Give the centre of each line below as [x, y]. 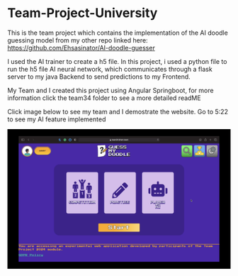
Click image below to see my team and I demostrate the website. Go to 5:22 [118, 111]
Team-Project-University [83, 13]
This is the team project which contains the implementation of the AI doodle [118, 33]
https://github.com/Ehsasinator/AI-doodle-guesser [81, 48]
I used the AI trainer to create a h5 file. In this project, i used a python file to [117, 61]
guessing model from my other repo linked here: [78, 40]
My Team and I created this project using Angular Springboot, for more [110, 90]
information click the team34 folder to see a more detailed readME [104, 98]
